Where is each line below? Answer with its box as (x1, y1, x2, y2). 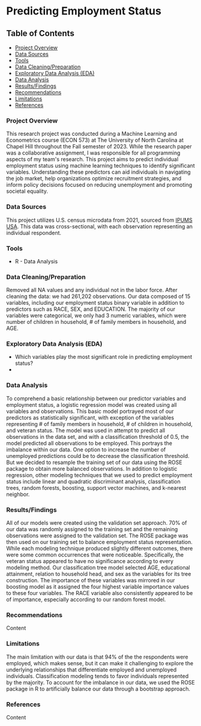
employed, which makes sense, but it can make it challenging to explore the (6, 659, 194, 667)
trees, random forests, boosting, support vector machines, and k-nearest (6, 484, 187, 491)
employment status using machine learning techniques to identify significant (6, 162, 195, 169)
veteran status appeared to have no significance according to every (6, 558, 174, 565)
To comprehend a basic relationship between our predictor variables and (6, 395, 187, 402)
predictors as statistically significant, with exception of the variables (6, 413, 175, 421)
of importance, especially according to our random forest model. (6, 596, 166, 603)
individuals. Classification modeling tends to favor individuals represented (6, 672, 189, 680)
